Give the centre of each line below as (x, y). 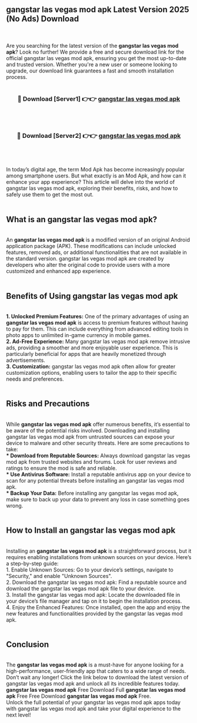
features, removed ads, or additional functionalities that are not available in (96, 252)
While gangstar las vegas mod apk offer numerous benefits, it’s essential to (98, 424)
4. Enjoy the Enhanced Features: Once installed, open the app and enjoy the (98, 607)
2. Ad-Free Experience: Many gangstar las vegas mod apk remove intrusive (98, 342)
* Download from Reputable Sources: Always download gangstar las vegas (98, 455)
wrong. (15, 506)
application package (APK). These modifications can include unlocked (91, 246)
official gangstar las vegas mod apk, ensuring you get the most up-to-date (96, 58)
